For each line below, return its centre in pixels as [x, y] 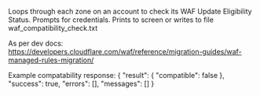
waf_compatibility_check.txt [53, 28]
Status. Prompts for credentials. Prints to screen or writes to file [111, 20]
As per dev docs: [36, 43]
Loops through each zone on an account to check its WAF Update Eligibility [130, 11]
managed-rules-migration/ [51, 60]
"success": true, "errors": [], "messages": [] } [81, 83]
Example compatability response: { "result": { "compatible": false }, [117, 75]
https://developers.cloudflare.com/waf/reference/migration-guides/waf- [125, 52]
